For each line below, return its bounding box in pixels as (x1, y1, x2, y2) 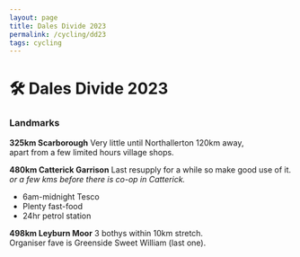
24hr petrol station (22, 210, 92, 221)
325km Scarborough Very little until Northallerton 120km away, (9, 137, 244, 148)
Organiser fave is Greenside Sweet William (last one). (9, 237, 207, 248)
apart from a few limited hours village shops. (9, 146, 174, 157)
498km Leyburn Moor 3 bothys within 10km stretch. (9, 227, 204, 238)
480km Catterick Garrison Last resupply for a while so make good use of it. (9, 164, 292, 175)
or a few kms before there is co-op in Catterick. (9, 173, 186, 184)
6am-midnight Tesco (22, 191, 101, 202)
